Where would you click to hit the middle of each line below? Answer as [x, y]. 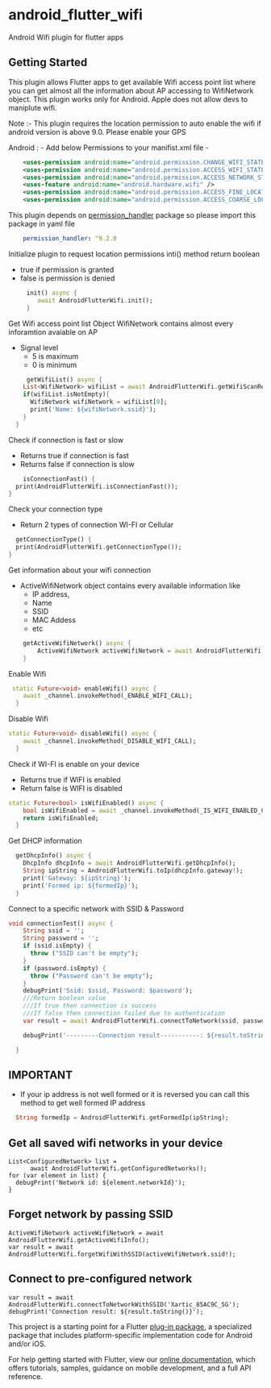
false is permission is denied [67, 278]
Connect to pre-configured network [100, 1279]
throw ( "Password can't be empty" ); [91, 976]
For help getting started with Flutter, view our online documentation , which [132, 1359]
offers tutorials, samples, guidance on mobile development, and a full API [130, 1368]
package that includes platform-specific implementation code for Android [130, 1335]
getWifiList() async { [65, 379]
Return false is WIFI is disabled [71, 788]
